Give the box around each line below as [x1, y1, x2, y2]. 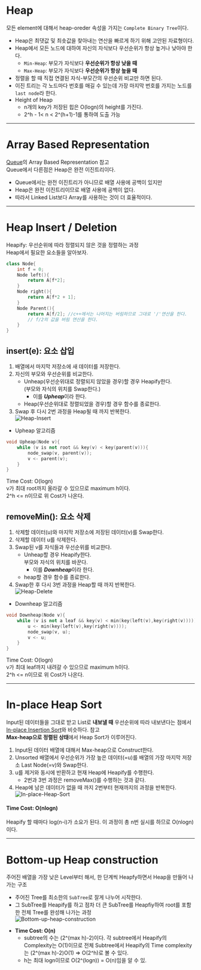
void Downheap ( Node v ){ [6, 612, 66, 618]
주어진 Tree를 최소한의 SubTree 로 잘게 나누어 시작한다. [14, 894, 142, 901]
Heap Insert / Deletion [6, 221, 118, 235]
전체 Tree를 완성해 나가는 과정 [21, 909, 92, 916]
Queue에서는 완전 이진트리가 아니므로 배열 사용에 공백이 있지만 [14, 178, 163, 186]
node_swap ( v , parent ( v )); [28, 450, 93, 456]
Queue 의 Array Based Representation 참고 [6, 158, 109, 166]
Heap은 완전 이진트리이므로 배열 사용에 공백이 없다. [14, 186, 136, 193]
